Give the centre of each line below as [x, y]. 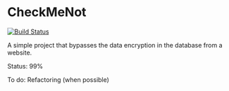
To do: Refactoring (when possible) [58, 79]
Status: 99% [25, 66]
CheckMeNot [47, 12]
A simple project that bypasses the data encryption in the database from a [115, 45]
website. [20, 52]
